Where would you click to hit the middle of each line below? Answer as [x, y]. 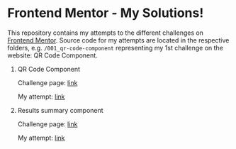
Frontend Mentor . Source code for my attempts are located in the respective [118, 40]
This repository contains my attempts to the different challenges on [106, 33]
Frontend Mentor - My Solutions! [106, 13]
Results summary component [61, 110]
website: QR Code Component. [52, 55]
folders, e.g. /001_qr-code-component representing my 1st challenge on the [115, 48]
